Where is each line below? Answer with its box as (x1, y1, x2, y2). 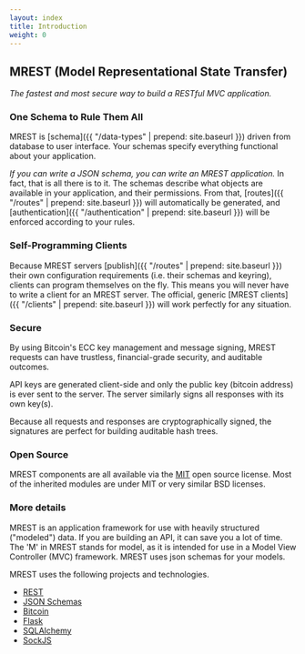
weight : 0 (9, 30, 47, 39)
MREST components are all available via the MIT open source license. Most (9, 469, 292, 480)
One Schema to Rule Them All (9, 111, 144, 124)
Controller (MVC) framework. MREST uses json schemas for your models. (9, 551, 286, 562)
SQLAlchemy (22, 625, 72, 636)
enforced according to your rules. (9, 216, 136, 227)
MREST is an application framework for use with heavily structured (9, 522, 259, 533)
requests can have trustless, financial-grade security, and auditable (9, 352, 263, 363)
